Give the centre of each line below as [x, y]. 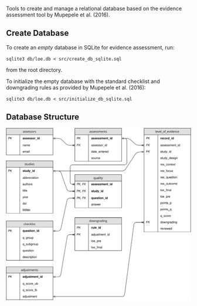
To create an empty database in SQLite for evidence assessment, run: [90, 47]
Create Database [38, 33]
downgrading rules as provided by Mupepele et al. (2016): [76, 87]
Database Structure [43, 117]
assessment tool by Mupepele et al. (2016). [58, 15]
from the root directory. [34, 69]
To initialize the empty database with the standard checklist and [83, 81]
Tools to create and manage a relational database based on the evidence [94, 9]
